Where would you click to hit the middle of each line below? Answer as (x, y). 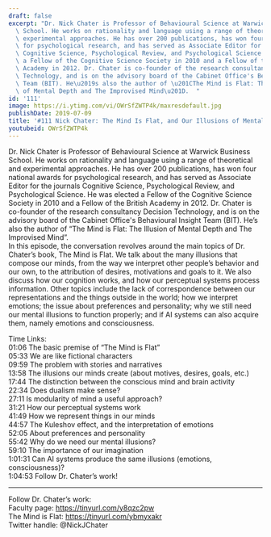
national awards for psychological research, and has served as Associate (130, 177)
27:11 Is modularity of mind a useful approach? (85, 399)
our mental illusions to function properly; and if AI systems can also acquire (134, 314)
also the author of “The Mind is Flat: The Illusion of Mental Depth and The (130, 229)
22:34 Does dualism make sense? (65, 390)
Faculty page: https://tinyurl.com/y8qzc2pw (81, 508)
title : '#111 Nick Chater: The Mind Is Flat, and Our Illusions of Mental (137, 121)
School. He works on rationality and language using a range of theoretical (131, 160)
